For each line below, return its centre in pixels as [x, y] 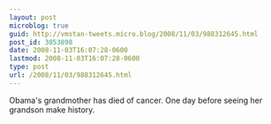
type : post [29, 67]
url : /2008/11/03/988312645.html [71, 75]
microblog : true [39, 26]
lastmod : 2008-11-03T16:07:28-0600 [75, 58]
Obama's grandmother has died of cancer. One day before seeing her [136, 100]
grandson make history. [52, 109]
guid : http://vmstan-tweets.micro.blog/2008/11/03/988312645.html [134, 34]
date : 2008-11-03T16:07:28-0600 [68, 50]
